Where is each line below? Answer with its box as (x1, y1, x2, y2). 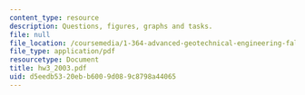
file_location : (9, 38, 67, 48)
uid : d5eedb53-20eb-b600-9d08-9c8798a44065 (9, 72, 177, 81)
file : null (9, 30, 51, 39)
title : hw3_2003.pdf (9, 64, 88, 73)
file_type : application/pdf (9, 47, 116, 56)
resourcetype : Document (9, 55, 100, 64)
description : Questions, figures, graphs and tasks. (9, 22, 213, 31)
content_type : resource (9, 13, 100, 23)
